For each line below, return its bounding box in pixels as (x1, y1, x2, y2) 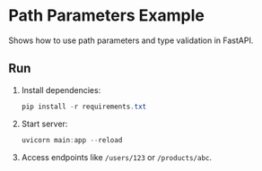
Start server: (21, 118, 68, 129)
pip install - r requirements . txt (21, 102, 147, 111)
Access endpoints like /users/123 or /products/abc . (21, 151, 213, 162)
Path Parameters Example (8, 5, 205, 26)
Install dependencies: (21, 84, 101, 95)
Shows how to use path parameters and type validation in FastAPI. (8, 35, 254, 46)
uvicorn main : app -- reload (21, 135, 123, 144)
